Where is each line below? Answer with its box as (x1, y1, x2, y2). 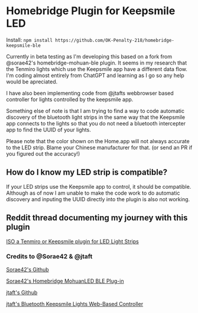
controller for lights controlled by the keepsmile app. (6, 96, 134, 103)
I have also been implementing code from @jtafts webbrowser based (6, 89, 174, 96)
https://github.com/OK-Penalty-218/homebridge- (55, 37, 174, 43)
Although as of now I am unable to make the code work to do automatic (6, 189, 180, 196)
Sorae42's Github (6, 266, 49, 273)
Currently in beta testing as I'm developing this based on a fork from (6, 53, 173, 60)
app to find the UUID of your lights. (6, 126, 92, 133)
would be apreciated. (6, 78, 58, 85)
